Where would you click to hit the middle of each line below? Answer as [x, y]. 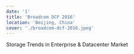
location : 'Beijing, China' [41, 22]
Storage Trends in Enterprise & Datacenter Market [67, 45]
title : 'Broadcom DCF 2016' [41, 17]
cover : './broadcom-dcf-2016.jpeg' [50, 28]
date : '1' [18, 11]
